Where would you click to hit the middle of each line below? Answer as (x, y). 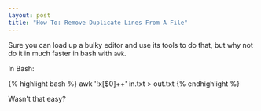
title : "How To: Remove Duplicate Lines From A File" (98, 23)
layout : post (29, 15)
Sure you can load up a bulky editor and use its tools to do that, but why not (131, 45)
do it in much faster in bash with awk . (68, 53)
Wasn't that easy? (37, 98)
